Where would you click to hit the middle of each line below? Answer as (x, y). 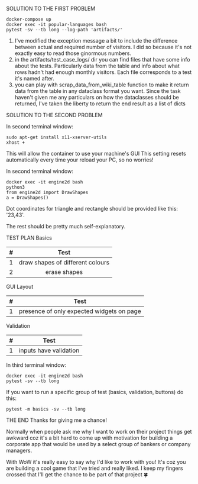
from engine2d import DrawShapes (47, 192)
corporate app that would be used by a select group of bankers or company (98, 444)
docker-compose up (29, 20)
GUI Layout (20, 287)
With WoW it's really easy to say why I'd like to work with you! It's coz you (96, 462)
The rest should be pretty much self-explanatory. (66, 226)
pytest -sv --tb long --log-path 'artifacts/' (64, 30)
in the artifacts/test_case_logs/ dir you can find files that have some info (102, 59)
